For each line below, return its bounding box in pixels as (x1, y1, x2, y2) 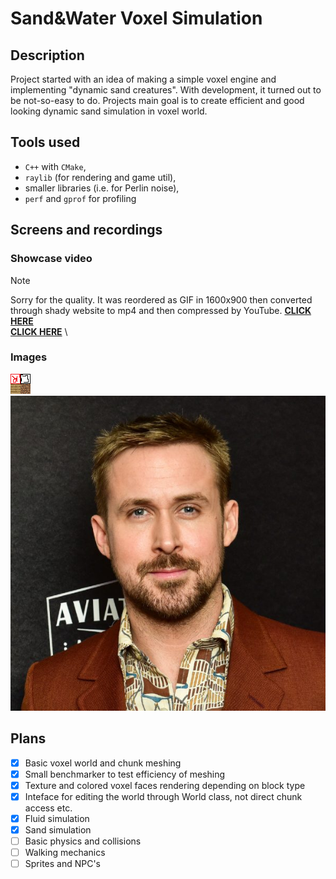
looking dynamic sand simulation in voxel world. (10, 105, 208, 117)
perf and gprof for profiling (24, 192, 137, 204)
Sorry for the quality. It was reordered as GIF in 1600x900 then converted (10, 293, 313, 306)
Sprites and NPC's (24, 858, 102, 870)
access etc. (24, 802, 73, 814)
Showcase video (10, 252, 93, 266)
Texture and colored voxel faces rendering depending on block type (24, 779, 306, 791)
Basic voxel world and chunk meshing (24, 757, 182, 769)
